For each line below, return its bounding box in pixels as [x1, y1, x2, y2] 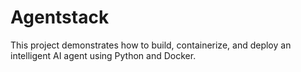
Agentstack [10, 6, 110, 29]
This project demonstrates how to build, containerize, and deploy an [10, 39, 292, 51]
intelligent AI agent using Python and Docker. [10, 49, 197, 61]
